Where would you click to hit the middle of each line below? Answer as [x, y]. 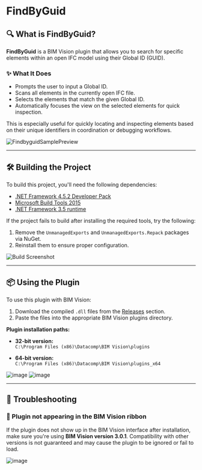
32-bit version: [34, 341]
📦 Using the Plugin [43, 282]
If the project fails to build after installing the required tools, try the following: [101, 221]
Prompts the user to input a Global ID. [61, 87]
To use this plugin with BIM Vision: [49, 300]
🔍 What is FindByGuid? [51, 34]
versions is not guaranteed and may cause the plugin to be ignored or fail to [100, 442]
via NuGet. [28, 239]
